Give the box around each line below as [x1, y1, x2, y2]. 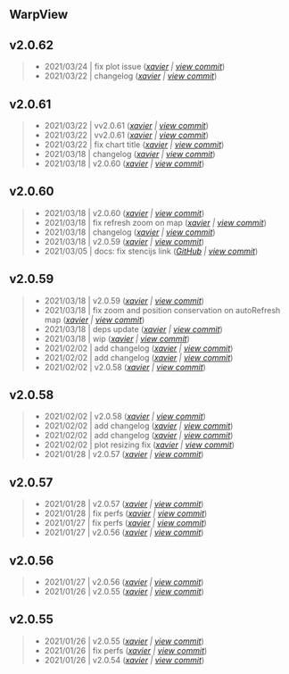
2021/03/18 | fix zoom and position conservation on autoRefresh [44, 304, 281, 315]
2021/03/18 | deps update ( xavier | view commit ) [44, 323, 223, 334]
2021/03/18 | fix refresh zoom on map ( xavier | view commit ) [44, 217, 268, 228]
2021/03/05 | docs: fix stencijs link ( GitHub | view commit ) [44, 245, 259, 256]
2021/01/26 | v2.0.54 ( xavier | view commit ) [44, 654, 205, 665]
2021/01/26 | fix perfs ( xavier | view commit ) [44, 645, 208, 655]
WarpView [9, 7, 69, 22]
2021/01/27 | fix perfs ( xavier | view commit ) [44, 518, 207, 528]
